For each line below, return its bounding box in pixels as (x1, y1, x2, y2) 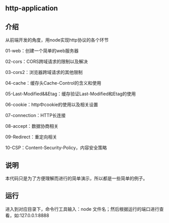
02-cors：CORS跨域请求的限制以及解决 (5, 58, 88, 65)
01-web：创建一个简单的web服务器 (5, 48, 79, 54)
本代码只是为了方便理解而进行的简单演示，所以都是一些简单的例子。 (5, 175, 148, 181)
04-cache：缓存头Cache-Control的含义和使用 (5, 80, 102, 86)
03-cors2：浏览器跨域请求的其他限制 (5, 69, 83, 76)
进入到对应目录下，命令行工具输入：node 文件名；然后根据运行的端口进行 (5, 206, 160, 212)
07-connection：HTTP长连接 (5, 113, 66, 119)
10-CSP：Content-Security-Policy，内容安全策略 (5, 144, 108, 151)
